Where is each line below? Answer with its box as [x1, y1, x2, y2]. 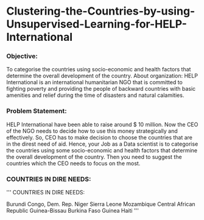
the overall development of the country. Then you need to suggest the [6, 153, 182, 160]
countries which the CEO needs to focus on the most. [6, 160, 141, 167]
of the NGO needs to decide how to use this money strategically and [6, 127, 178, 135]
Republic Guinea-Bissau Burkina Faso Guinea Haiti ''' [6, 207, 139, 215]
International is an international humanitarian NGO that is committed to [6, 79, 183, 86]
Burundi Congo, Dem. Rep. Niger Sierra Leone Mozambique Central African [6, 200, 196, 208]
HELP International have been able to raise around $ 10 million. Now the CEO [6, 121, 199, 128]
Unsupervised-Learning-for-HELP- [6, 17, 188, 31]
